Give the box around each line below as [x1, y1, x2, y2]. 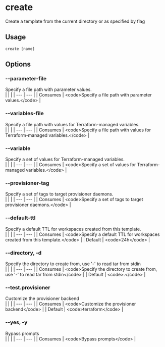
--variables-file [5, 110, 44, 117]
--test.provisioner [5, 284, 50, 291]
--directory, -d [5, 249, 42, 256]
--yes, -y [5, 319, 28, 326]
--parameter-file [5, 75, 47, 82]
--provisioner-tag [5, 179, 49, 186]
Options [5, 60, 31, 69]
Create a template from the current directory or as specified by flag [5, 18, 145, 24]
